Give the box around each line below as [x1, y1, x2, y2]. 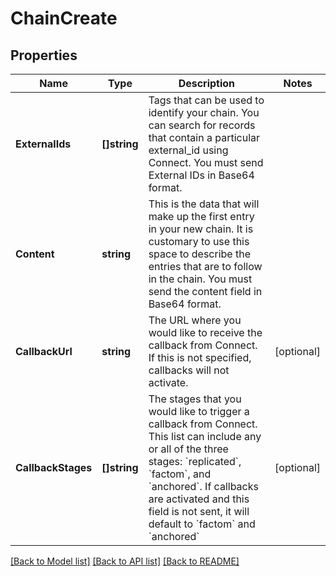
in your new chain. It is [148, 222, 254, 236]
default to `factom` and [148, 517, 256, 531]
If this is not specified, [148, 351, 252, 364]
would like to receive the [148, 326, 263, 339]
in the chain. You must [148, 272, 253, 286]
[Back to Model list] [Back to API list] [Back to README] [10, 555, 240, 567]
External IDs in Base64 [148, 168, 255, 182]
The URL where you [148, 313, 242, 327]
